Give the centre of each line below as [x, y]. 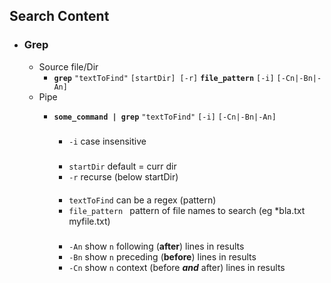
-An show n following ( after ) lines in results [156, 246]
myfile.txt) [89, 221]
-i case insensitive [107, 141]
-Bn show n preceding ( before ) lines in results [162, 256]
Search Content [59, 16]
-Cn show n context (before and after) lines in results [177, 267]
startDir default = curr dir [122, 166]
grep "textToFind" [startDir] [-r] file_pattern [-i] [164, 78]
